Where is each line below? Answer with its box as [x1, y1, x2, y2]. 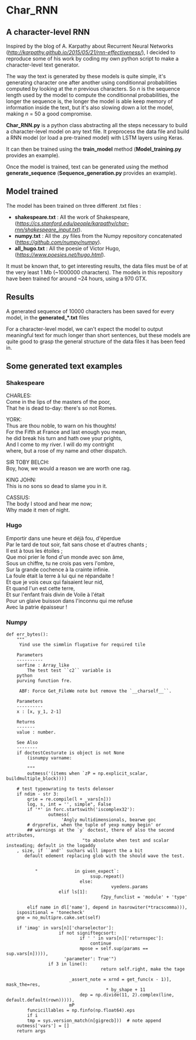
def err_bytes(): [6, 631, 49, 637]
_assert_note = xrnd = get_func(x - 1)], [69, 976, 172, 982]
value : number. [16, 729, 57, 735]
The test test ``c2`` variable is [27, 667, 111, 673]
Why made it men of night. [6, 507, 70, 514]
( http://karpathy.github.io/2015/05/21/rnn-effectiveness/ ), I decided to [6, 49, 176, 56]
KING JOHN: [6, 476, 36, 483]
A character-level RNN [6, 27, 90, 37]
